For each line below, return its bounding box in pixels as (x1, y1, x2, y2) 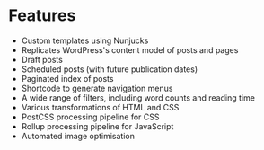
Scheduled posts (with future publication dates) (21, 64, 198, 75)
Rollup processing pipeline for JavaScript (21, 120, 174, 131)
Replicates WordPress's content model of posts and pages (21, 44, 239, 55)
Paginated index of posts (21, 73, 114, 84)
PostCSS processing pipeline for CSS (21, 111, 160, 122)
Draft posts (21, 54, 64, 65)
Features (8, 5, 76, 26)
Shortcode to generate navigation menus (21, 83, 173, 93)
